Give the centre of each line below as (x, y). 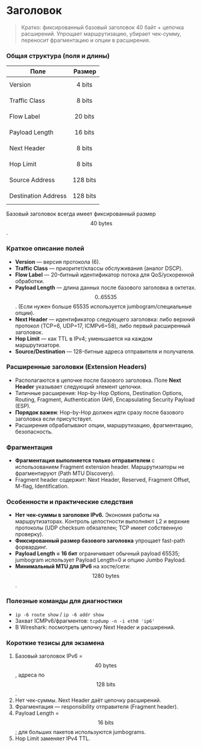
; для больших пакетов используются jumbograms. (80, 732)
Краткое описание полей (45, 249)
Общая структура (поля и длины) (58, 56)
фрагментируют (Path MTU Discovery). (65, 473)
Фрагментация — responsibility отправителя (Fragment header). (96, 707)
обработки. (30, 281)
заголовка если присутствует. (54, 419)
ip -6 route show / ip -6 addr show (59, 614)
